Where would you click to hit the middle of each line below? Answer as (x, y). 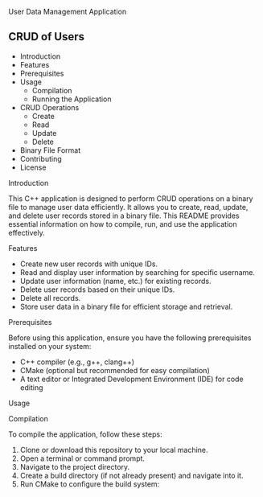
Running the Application (72, 99)
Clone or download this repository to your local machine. (114, 450)
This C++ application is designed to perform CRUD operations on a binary (131, 198)
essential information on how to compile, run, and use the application (123, 224)
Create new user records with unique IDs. (89, 264)
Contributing (41, 158)
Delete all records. (50, 298)
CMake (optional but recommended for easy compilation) (115, 370)
